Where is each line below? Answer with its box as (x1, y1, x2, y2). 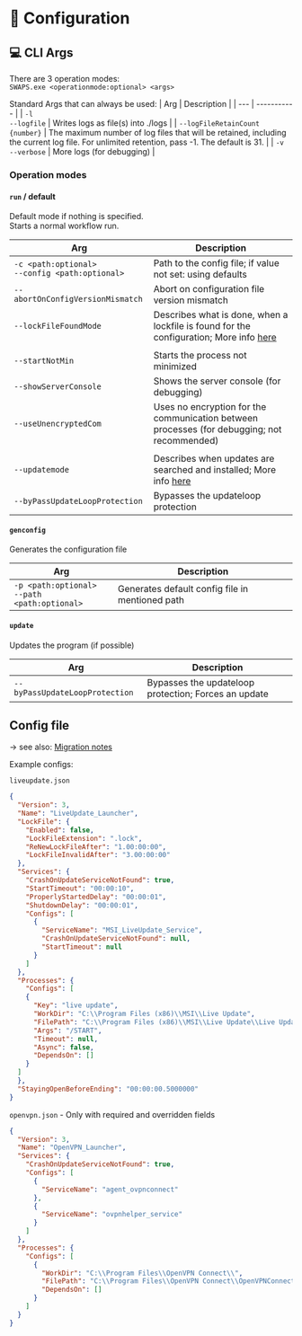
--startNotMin (13, 356, 75, 367)
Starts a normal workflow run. (9, 220, 120, 232)
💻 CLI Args (9, 45, 74, 60)
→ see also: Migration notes (9, 741, 112, 753)
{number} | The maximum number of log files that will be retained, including (9, 128, 287, 137)
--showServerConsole (13, 382, 102, 392)
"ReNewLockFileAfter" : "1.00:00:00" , (25, 842, 167, 852)
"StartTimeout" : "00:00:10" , (25, 884, 135, 893)
